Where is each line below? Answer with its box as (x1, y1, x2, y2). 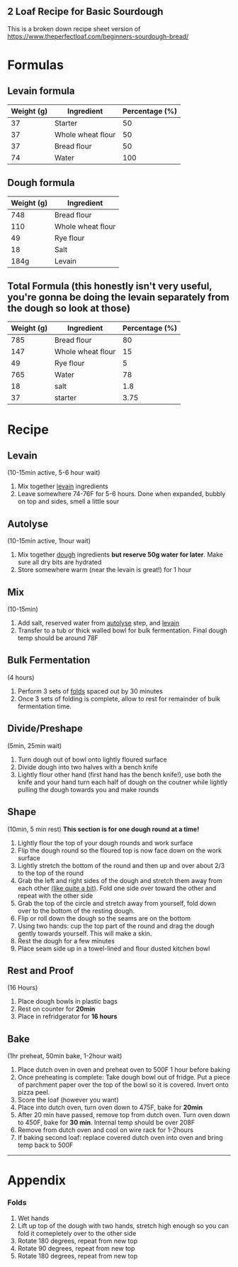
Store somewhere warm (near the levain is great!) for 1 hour (17, 566, 192, 574)
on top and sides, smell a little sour (17, 497, 120, 506)
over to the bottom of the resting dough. (17, 906, 135, 915)
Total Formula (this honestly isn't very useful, (7, 280, 212, 292)
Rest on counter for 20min (17, 1004, 96, 1014)
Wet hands (17, 1214, 50, 1222)
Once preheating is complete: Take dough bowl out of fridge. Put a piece (17, 1073, 230, 1082)
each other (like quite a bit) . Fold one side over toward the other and (17, 884, 217, 892)
